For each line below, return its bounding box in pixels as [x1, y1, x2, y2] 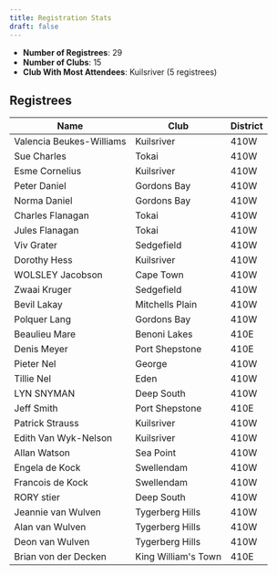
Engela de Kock [14, 462, 81, 475]
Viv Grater [14, 239, 57, 252]
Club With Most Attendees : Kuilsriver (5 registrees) [22, 66, 218, 78]
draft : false [9, 22, 59, 31]
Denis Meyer [14, 343, 68, 356]
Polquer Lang [14, 313, 71, 326]
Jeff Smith [14, 402, 58, 415]
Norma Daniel [14, 194, 73, 207]
